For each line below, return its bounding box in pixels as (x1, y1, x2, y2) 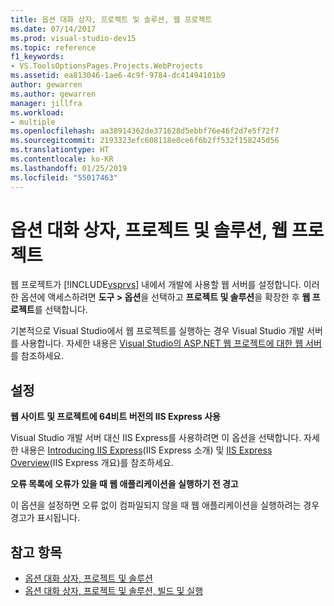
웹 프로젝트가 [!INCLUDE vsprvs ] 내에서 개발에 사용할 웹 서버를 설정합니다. (10, 279, 302, 291)
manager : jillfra (10, 98, 83, 108)
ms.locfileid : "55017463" (10, 172, 118, 183)
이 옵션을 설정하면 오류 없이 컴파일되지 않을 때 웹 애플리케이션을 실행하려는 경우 (10, 499, 320, 511)
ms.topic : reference (10, 42, 97, 53)
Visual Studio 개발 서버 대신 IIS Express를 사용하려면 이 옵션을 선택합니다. (10, 432, 302, 444)
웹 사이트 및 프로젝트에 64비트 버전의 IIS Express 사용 (10, 411, 221, 423)
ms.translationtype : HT (10, 145, 110, 155)
